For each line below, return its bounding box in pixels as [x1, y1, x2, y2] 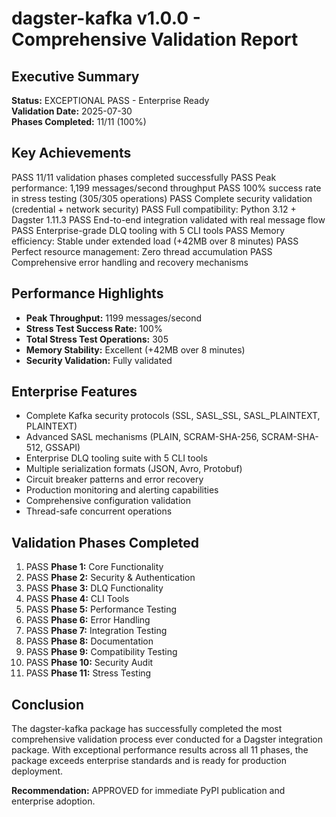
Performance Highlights [11, 285, 164, 302]
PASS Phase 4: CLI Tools [25, 593, 130, 605]
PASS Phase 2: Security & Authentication [25, 572, 196, 584]
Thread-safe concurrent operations [25, 505, 173, 517]
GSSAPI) [45, 442, 81, 454]
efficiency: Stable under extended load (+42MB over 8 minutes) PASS [11, 235, 299, 247]
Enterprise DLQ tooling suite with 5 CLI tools [25, 452, 208, 464]
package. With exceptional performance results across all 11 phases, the [11, 744, 309, 756]
